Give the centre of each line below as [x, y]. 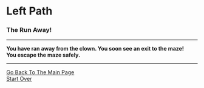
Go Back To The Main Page [40, 72]
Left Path [29, 11]
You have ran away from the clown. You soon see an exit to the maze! [95, 49]
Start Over [19, 79]
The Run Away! [29, 30]
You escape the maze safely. [43, 55]
